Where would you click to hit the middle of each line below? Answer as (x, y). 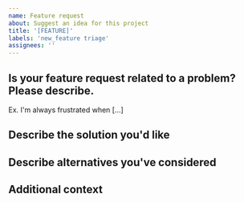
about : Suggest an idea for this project (79, 23)
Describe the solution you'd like (89, 135)
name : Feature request (46, 16)
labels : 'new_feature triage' (59, 38)
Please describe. (51, 90)
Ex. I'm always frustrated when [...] (66, 110)
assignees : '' (32, 46)
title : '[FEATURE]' (41, 30)
